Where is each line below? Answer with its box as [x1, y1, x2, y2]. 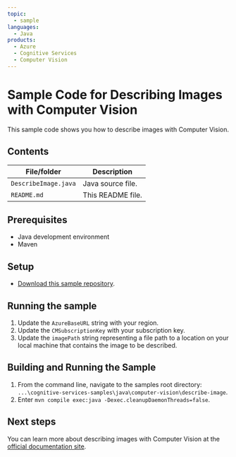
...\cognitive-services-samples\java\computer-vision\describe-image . [17, 388, 228, 396]
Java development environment [17, 232, 110, 241]
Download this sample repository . [17, 280, 115, 288]
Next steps [7, 416, 56, 428]
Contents [7, 146, 49, 158]
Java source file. [82, 178, 137, 188]
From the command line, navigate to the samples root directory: [17, 380, 202, 388]
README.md [11, 191, 44, 198]
